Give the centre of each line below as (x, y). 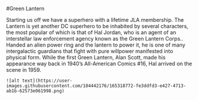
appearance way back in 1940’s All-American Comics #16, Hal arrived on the (99, 64)
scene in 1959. (24, 70)
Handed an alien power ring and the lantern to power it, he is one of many (96, 45)
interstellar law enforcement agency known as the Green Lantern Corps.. (95, 39)
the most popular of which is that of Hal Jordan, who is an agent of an (91, 32)
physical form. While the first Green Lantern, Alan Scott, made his (86, 57)
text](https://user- (47, 81)
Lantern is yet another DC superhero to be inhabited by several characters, (97, 26)
